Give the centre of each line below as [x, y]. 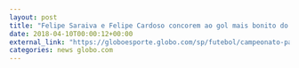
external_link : [37, 42]
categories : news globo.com [61, 50]
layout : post [33, 17]
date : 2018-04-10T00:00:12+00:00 [71, 34]
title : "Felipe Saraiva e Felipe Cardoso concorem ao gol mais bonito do [149, 26]
